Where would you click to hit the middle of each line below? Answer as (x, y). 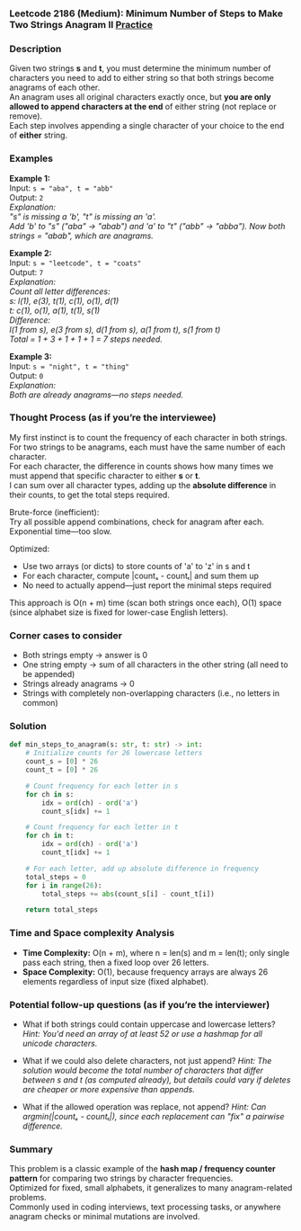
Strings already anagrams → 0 (78, 684)
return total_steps (62, 910)
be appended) (49, 674)
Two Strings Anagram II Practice (81, 24)
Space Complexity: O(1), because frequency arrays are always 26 (145, 972)
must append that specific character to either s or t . (105, 476)
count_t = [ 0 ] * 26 (62, 770)
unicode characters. (60, 1043)
